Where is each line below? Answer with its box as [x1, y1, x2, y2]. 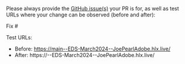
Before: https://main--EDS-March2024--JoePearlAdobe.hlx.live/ [14, 45, 171, 52]
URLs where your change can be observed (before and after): [6, 11, 156, 18]
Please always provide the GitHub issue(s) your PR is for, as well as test [6, 5, 179, 12]
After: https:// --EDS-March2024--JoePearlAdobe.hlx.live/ [14, 52, 154, 58]
